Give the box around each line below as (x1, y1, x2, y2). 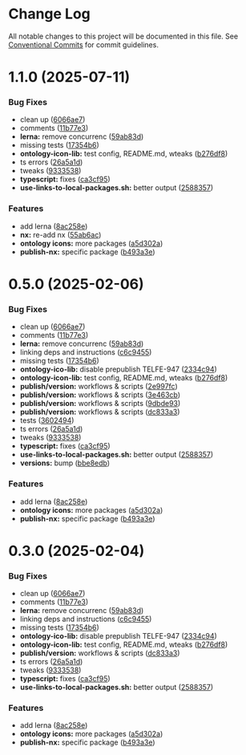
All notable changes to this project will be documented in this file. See (8, 31, 239, 41)
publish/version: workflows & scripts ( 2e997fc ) (19, 382, 178, 392)
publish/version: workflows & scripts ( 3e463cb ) (19, 390, 181, 400)
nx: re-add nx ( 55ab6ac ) (19, 229, 102, 239)
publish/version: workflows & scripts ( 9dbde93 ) (19, 399, 181, 408)
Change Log (8, 5, 91, 23)
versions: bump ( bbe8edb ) (19, 458, 111, 468)
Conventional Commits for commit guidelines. (8, 39, 159, 49)
